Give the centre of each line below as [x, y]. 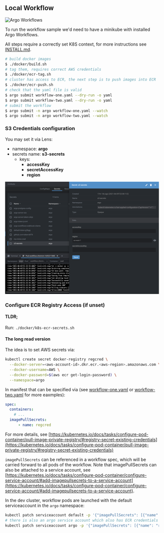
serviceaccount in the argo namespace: [45, 506]
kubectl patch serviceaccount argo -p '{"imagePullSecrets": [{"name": [79, 525]
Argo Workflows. [22, 34]
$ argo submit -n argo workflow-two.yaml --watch [57, 116]
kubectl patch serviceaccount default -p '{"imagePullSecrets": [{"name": [83, 515]
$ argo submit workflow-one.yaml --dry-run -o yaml [59, 95]
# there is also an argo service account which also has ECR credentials [82, 520]
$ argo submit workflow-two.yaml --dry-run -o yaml [59, 100]
